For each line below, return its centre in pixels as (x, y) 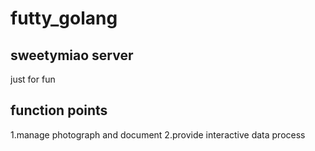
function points (59, 110)
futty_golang (64, 18)
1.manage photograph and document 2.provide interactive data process (158, 134)
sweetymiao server (72, 55)
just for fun (33, 79)
